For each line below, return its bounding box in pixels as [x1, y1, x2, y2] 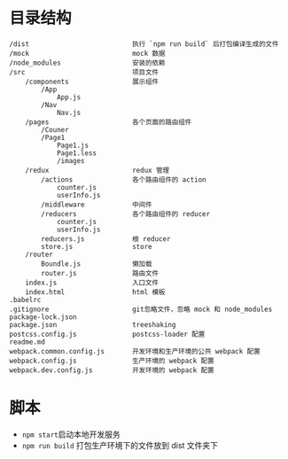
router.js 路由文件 [41, 268, 160, 277]
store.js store [41, 242, 152, 251]
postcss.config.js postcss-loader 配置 [9, 330, 206, 338]
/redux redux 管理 [25, 166, 170, 175]
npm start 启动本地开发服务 [21, 429, 121, 440]
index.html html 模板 [25, 287, 166, 297]
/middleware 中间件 [41, 200, 152, 209]
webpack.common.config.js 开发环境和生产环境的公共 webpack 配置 [9, 346, 261, 355]
